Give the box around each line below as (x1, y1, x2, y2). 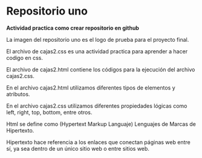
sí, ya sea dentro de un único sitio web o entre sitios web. (6, 145, 150, 152)
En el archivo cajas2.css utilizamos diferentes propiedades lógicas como (6, 102, 187, 110)
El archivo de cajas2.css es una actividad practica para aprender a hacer (6, 47, 188, 55)
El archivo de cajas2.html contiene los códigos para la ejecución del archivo (6, 65, 195, 73)
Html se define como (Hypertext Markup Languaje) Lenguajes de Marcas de (6, 120, 197, 128)
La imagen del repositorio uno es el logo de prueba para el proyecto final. (6, 36, 189, 43)
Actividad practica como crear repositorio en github (6, 24, 139, 31)
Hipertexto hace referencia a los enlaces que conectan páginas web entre (6, 138, 191, 146)
